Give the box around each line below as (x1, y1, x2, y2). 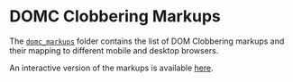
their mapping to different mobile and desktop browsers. (9, 45, 219, 55)
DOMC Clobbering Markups (9, 6, 221, 27)
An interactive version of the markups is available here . (9, 62, 214, 73)
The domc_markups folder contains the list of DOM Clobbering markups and (9, 36, 285, 46)
